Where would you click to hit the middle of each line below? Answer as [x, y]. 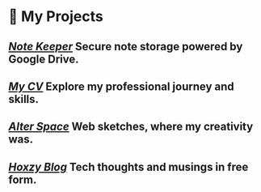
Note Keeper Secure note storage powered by [126, 47]
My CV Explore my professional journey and [121, 86]
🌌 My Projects [56, 17]
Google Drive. [44, 59]
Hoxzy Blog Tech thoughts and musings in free [128, 166]
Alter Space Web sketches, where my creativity [131, 127]
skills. [23, 99]
